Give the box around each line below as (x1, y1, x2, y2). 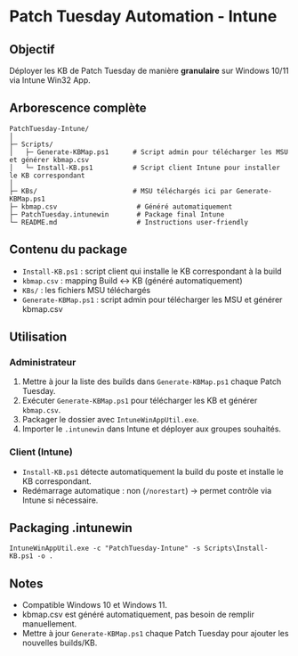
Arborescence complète (9, 101, 147, 116)
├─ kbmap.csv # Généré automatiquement (9, 202, 233, 211)
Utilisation (9, 330, 68, 345)
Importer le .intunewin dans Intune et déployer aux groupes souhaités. (21, 423, 282, 434)
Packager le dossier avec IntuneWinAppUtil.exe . (21, 414, 199, 425)
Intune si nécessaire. (21, 495, 99, 505)
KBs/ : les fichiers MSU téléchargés (21, 284, 151, 295)
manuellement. (21, 619, 77, 629)
